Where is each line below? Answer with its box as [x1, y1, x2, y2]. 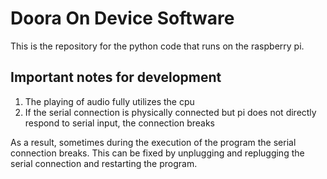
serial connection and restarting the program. [10, 157, 198, 169]
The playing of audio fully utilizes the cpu [24, 95, 195, 107]
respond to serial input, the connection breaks [24, 117, 215, 129]
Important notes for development [10, 69, 222, 86]
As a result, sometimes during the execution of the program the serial [10, 136, 297, 148]
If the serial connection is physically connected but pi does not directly [24, 106, 317, 118]
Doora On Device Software [10, 7, 235, 30]
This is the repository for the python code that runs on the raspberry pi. [10, 40, 305, 52]
